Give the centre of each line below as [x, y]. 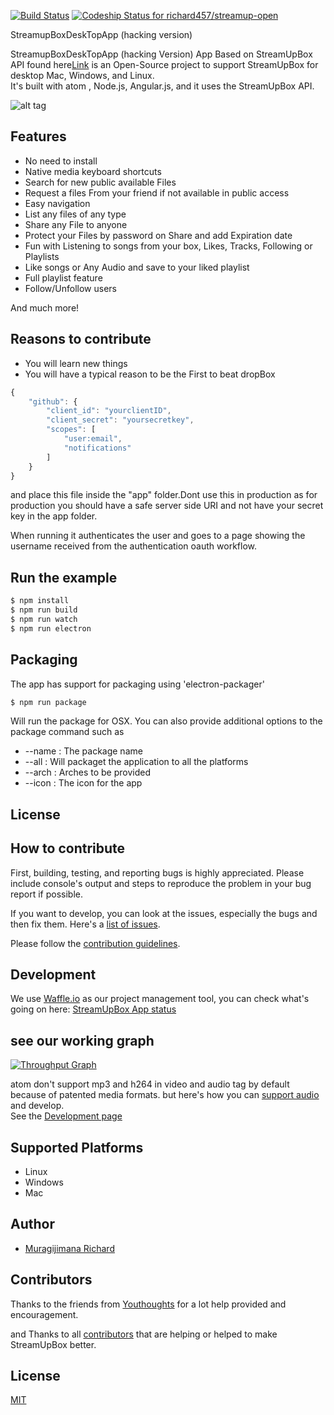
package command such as [67, 732]
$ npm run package [48, 702]
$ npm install [40, 601]
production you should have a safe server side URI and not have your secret [167, 506]
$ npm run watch [44, 619]
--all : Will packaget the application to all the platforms [136, 762]
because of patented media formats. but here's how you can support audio [165, 1095]
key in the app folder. [54, 516]
